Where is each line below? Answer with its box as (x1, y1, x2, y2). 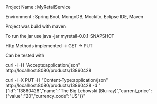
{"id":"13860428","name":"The (5, 88, 69, 94)
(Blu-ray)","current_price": (98, 88, 152, 94)
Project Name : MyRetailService (5, 4, 71, 10)
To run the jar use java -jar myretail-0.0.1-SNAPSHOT (5, 33, 115, 39)
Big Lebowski (69, 88, 98, 94)
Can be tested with (5, 52, 44, 58)
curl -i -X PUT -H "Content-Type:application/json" (5, 77, 108, 83)
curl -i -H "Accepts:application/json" (5, 62, 80, 68)
